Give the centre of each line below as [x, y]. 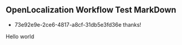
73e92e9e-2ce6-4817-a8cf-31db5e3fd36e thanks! [78, 24]
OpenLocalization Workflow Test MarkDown [91, 10]
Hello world [20, 36]
